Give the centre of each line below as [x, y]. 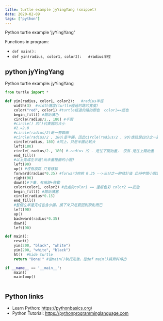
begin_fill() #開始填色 [36, 115]
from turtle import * [27, 92]
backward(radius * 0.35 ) [37, 219]
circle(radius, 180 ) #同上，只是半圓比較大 [55, 142]
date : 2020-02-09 [23, 14]
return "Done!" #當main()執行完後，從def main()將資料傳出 [70, 259]
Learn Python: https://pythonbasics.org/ [52, 308]
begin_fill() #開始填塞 [36, 192]
